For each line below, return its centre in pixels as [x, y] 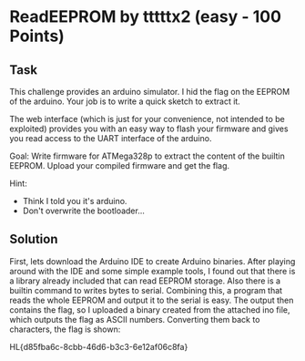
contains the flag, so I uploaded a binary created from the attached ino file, [150, 309]
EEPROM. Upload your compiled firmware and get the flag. [120, 165]
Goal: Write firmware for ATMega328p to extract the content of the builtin [147, 156]
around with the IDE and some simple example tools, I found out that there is [152, 271]
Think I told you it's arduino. [75, 201]
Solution [34, 239]
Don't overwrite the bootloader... [84, 211]
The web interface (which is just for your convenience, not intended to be [147, 119]
